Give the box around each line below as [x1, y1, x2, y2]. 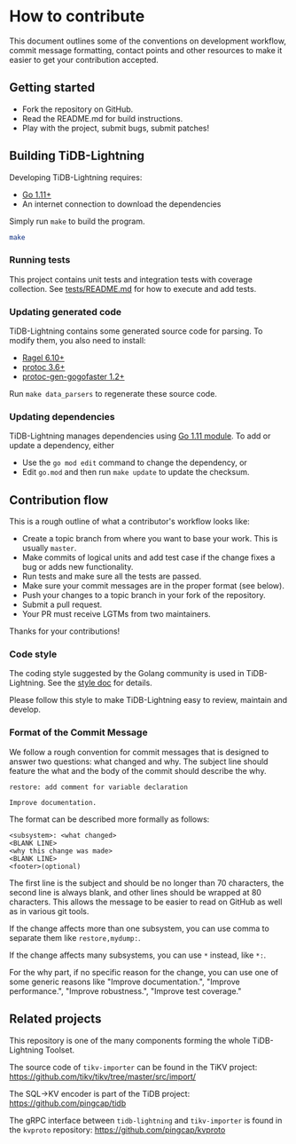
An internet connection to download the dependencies [21, 198, 222, 209]
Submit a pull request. [21, 599, 103, 610]
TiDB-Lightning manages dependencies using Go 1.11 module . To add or [9, 430, 271, 441]
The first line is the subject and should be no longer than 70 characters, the [9, 877, 284, 888]
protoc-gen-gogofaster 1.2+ [21, 371, 126, 383]
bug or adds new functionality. [21, 562, 134, 572]
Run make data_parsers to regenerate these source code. [9, 389, 217, 399]
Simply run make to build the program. [9, 216, 145, 226]
